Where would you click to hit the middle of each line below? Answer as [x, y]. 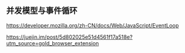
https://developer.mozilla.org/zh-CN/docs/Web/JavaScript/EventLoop [92, 25]
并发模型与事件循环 [42, 11]
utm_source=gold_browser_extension [53, 43]
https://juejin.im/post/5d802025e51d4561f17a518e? [70, 37]
